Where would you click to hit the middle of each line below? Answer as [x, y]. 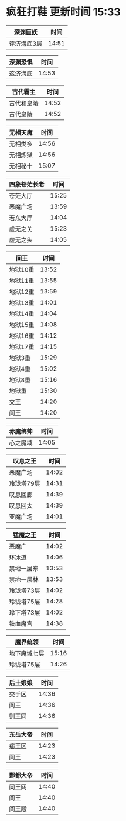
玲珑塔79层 [25, 483]
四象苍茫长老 [27, 184]
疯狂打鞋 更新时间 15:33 [64, 12]
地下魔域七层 [27, 653]
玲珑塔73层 [25, 590]
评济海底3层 [26, 44]
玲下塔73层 [25, 612]
